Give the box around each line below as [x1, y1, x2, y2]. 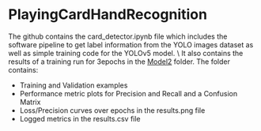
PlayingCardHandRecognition [8, 6, 208, 24]
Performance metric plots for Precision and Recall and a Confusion [19, 88, 238, 98]
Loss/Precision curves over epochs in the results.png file [19, 105, 206, 115]
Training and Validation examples [19, 80, 128, 90]
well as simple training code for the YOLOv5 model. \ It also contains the [8, 48, 244, 58]
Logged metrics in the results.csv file [19, 114, 141, 123]
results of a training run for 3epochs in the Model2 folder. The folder [8, 57, 231, 66]
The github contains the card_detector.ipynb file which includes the [8, 32, 228, 41]
